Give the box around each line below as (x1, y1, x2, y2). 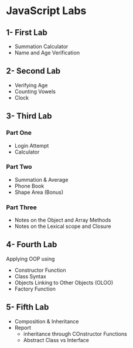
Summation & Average (14, 176, 69, 183)
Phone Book (14, 182, 45, 189)
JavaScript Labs (6, 4, 87, 18)
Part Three (6, 203, 37, 211)
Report (14, 324, 31, 331)
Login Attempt (14, 142, 49, 149)
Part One (6, 129, 32, 137)
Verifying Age (14, 81, 48, 88)
